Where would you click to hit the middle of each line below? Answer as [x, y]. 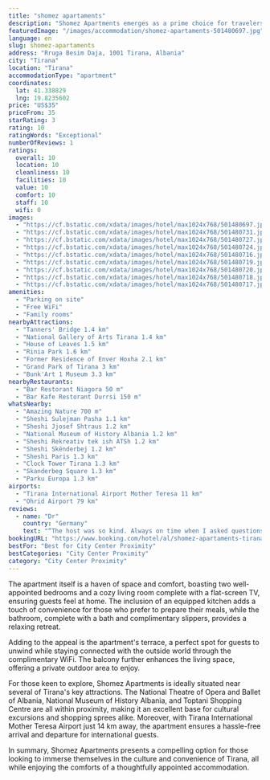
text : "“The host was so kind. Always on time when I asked [125, 531]
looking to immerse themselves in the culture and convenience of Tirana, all [134, 758]
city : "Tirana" [34, 61]
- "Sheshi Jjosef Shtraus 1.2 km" [73, 427]
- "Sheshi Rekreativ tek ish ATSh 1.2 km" [88, 441]
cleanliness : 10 [43, 173]
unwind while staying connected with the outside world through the [120, 651]
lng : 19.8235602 [43, 98]
